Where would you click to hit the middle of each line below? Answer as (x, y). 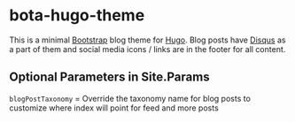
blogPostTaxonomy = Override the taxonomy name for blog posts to (130, 98)
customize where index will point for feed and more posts (114, 108)
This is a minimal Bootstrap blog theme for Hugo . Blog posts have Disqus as (147, 40)
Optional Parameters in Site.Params (109, 77)
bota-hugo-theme (77, 15)
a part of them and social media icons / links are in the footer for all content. (147, 49)
